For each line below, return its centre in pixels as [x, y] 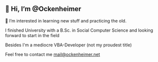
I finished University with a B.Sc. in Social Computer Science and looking [79, 30]
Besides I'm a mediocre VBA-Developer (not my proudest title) [69, 45]
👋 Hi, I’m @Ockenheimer [43, 9]
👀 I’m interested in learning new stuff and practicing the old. [66, 21]
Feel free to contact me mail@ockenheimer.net [53, 54]
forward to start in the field [32, 35]
